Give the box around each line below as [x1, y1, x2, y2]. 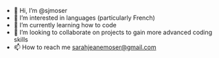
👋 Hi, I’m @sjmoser [13, 7, 67, 14]
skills [13, 35, 29, 44]
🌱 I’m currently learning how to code [13, 21, 117, 29]
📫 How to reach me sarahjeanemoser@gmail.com [13, 43, 157, 51]
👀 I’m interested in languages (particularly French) [13, 14, 156, 22]
